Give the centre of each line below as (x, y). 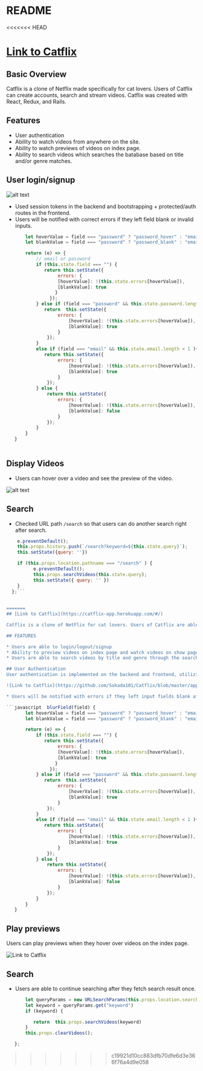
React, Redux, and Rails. (36, 101)
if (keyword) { (44, 1011)
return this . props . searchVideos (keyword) (87, 1022)
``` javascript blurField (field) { (51, 707)
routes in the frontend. (43, 213)
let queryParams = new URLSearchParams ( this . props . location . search (112, 1000)
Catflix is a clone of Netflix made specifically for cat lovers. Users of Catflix (99, 88)
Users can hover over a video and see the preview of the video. (94, 478)
